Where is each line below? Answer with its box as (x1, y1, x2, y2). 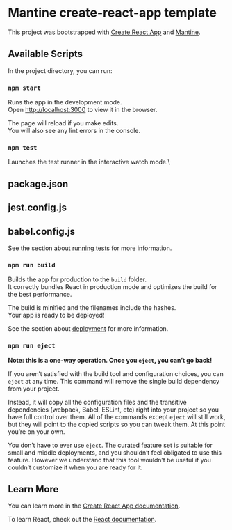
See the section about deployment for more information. (8, 325, 169, 333)
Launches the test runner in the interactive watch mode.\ (8, 158, 171, 166)
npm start (8, 84, 41, 92)
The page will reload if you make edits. (8, 119, 119, 127)
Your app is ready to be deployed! (8, 311, 105, 320)
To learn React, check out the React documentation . (8, 515, 157, 524)
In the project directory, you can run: (8, 66, 113, 75)
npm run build (8, 261, 56, 269)
